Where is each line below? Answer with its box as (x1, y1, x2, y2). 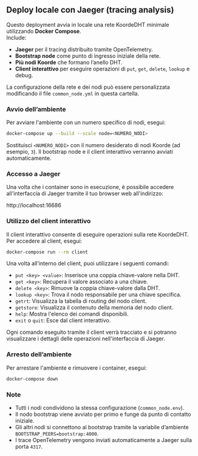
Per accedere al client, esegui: (6, 237, 83, 244)
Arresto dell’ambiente (6, 350, 72, 359)
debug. (15, 71, 33, 78)
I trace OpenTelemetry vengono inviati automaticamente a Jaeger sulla (15, 436, 193, 443)
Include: (6, 33, 27, 41)
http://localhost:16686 (6, 202, 62, 209)
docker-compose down (6, 376, 59, 382)
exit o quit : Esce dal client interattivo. (15, 317, 111, 324)
